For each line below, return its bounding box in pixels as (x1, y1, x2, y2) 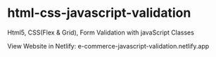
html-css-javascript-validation (7, 5, 191, 21)
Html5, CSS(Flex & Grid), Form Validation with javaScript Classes (7, 28, 195, 37)
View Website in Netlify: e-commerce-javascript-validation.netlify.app (7, 42, 210, 50)
